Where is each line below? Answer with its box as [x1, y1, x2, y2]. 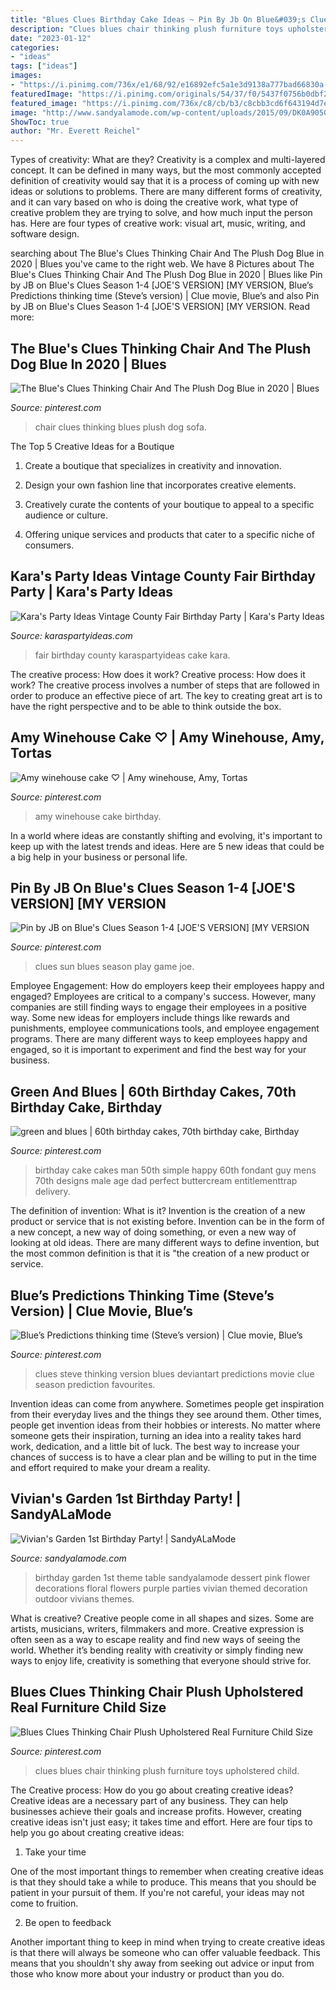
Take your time [24, 1846, 87, 1858]
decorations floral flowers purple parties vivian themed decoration [34, 1582, 308, 1594]
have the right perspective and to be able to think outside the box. [10, 700, 282, 712]
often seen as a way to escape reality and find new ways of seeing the [10, 1633, 301, 1645]
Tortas [10, 745, 52, 762]
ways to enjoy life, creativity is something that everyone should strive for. [10, 1654, 312, 1666]
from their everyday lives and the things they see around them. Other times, [10, 1409, 322, 1420]
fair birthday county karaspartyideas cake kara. [34, 649, 231, 661]
